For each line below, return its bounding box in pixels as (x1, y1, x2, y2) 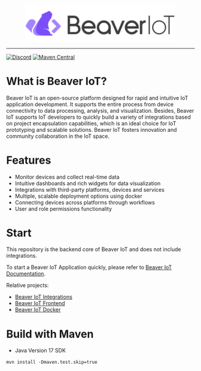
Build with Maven (6, 327, 94, 340)
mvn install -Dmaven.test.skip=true (6, 359, 98, 366)
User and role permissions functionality (14, 205, 112, 212)
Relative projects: (6, 282, 49, 289)
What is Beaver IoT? (6, 74, 107, 88)
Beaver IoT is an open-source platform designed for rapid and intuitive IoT (6, 94, 188, 101)
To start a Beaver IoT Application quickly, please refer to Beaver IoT (6, 264, 172, 271)
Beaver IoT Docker (14, 306, 61, 313)
